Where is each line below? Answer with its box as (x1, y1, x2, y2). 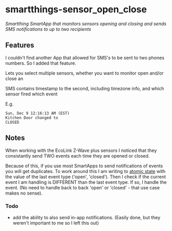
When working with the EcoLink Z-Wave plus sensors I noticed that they (5, 147, 157, 153)
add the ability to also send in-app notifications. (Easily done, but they (12, 214, 161, 220)
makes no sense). (5, 190, 42, 196)
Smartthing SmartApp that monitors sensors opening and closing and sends (5, 21, 166, 27)
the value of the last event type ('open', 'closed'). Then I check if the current (5, 174, 166, 180)
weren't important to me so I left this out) (12, 220, 99, 226)
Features (5, 41, 34, 50)
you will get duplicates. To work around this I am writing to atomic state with (5, 168, 166, 174)
